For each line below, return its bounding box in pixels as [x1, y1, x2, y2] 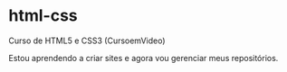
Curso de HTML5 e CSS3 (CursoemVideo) [8, 35, 166, 46]
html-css [8, 5, 78, 26]
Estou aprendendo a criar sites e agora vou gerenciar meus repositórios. [8, 52, 279, 63]
